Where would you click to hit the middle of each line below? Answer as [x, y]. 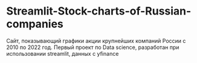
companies [35, 24]
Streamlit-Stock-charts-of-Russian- [99, 11]
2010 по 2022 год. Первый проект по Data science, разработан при [93, 47]
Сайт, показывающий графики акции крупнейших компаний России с [96, 41]
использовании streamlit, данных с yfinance [63, 53]
